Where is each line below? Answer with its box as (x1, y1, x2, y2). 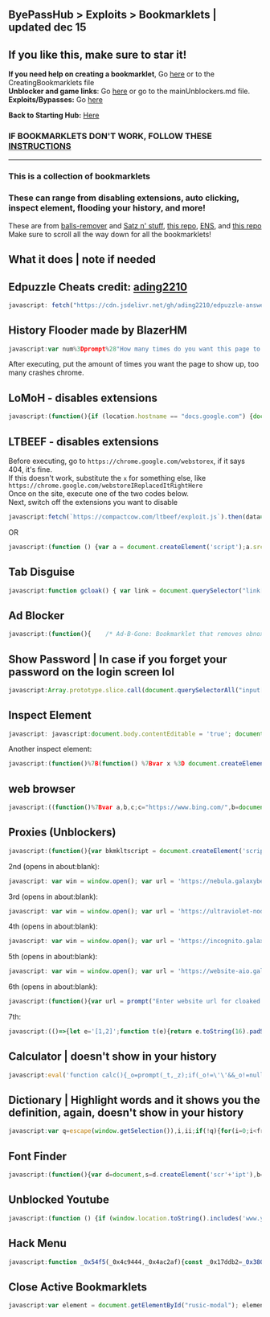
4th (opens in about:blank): (8, 921, 98, 931)
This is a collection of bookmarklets (8, 170, 151, 182)
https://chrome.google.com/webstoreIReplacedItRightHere (8, 482, 203, 490)
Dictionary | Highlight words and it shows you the (8, 1093, 260, 1107)
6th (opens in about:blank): (8, 982, 98, 991)
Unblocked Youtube (8, 1193, 110, 1207)
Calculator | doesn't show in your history (8, 1050, 217, 1064)
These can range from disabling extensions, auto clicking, (8, 192, 239, 203)
